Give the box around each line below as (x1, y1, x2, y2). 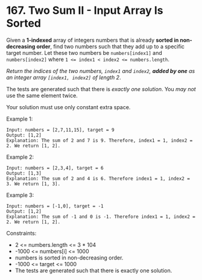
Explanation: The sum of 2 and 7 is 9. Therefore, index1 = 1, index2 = (6, 137, 193, 144)
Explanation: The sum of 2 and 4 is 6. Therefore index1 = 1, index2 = (6, 176, 190, 182)
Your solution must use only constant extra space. (6, 103, 131, 110)
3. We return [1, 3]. (6, 180, 61, 187)
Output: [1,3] (6, 170, 42, 176)
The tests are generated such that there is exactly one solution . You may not (6, 85, 196, 92)
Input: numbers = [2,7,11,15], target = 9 (6, 127, 115, 133)
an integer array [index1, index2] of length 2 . (6, 74, 121, 81)
